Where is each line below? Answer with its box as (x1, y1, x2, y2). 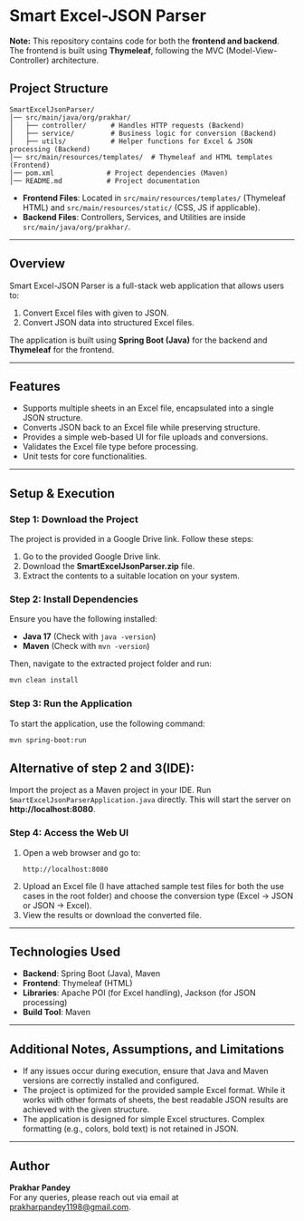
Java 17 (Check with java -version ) (22, 631, 157, 642)
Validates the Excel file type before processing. (22, 441, 199, 452)
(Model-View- (225, 44, 278, 55)
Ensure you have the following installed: (9, 614, 158, 625)
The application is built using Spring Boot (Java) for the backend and (9, 334, 268, 345)
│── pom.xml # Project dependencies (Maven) (9, 169, 229, 178)
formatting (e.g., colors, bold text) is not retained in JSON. (22, 1123, 239, 1134)
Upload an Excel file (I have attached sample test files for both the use (22, 880, 285, 891)
